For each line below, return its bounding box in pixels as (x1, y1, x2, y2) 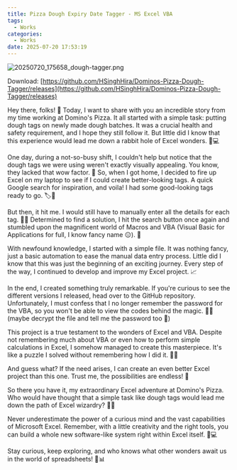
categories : (7, 30, 43, 38)
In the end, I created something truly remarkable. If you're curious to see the (7, 284, 231, 292)
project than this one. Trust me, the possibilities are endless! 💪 (7, 372, 189, 380)
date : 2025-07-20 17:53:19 (7, 43, 87, 51)
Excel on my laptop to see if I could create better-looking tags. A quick (7, 176, 213, 184)
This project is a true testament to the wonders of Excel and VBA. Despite (7, 328, 222, 336)
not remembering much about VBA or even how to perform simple (7, 335, 201, 344)
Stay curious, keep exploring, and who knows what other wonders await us (7, 446, 227, 455)
